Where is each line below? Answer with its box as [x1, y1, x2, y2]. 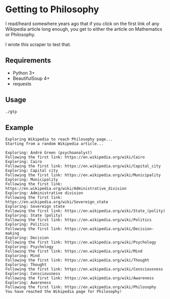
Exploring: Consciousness [5, 271, 60, 276]
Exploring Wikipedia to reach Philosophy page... [5, 137, 113, 142]
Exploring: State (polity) [5, 213, 63, 218]
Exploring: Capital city [5, 168, 58, 174]
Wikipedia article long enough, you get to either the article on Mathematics [5, 26, 162, 32]
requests [12, 80, 32, 87]
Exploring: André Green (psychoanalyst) [5, 150, 93, 156]
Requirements [5, 56, 51, 65]
